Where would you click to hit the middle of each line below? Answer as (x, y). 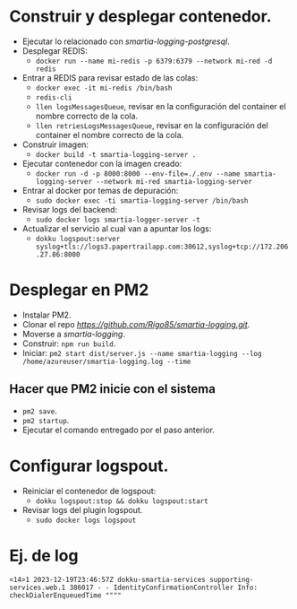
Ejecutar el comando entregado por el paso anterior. (118, 430)
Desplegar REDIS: (55, 50)
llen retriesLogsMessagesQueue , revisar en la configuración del (152, 125)
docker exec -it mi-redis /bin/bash (104, 88)
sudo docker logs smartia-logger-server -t (118, 220)
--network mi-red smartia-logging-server (174, 181)
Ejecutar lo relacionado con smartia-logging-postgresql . (126, 41)
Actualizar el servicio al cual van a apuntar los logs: (117, 228)
